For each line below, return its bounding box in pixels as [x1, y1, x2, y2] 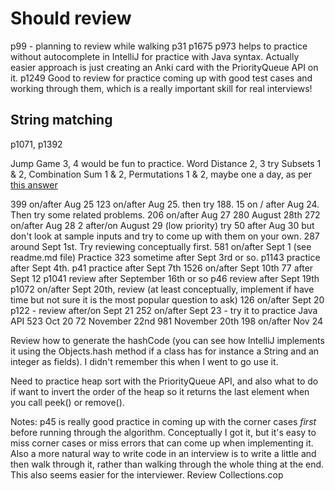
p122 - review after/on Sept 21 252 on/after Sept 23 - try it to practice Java [10, 304, 318, 316]
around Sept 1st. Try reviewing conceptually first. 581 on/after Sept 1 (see [10, 240, 312, 252]
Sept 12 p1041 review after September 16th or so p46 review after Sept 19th [10, 272, 320, 284]
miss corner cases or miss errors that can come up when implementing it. [10, 437, 314, 449]
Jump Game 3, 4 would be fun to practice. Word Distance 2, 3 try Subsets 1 [10, 157, 322, 169]
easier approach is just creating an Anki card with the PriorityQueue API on [10, 61, 319, 73]
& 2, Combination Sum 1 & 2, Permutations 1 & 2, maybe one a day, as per [10, 168, 312, 180]
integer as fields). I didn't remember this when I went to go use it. [10, 355, 279, 367]
